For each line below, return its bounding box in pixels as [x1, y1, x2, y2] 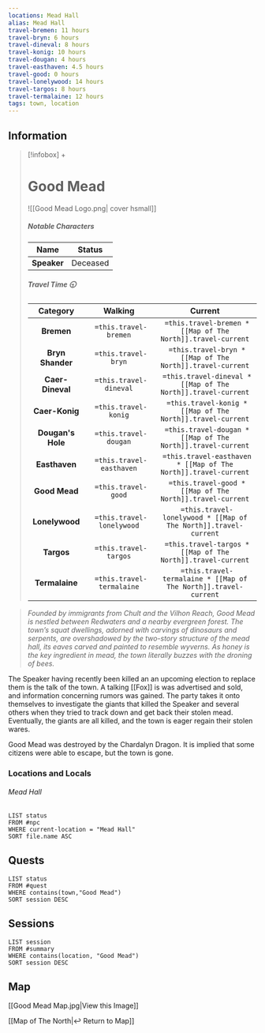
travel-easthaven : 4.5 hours [8, 63, 104, 71]
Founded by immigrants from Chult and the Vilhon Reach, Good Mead [27, 608, 256, 618]
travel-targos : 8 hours [8, 85, 87, 93]
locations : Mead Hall [8, 11, 80, 20]
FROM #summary [8, 945, 55, 952]
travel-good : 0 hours [8, 70, 80, 78]
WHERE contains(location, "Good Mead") [8, 952, 140, 960]
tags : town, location [8, 100, 80, 107]
